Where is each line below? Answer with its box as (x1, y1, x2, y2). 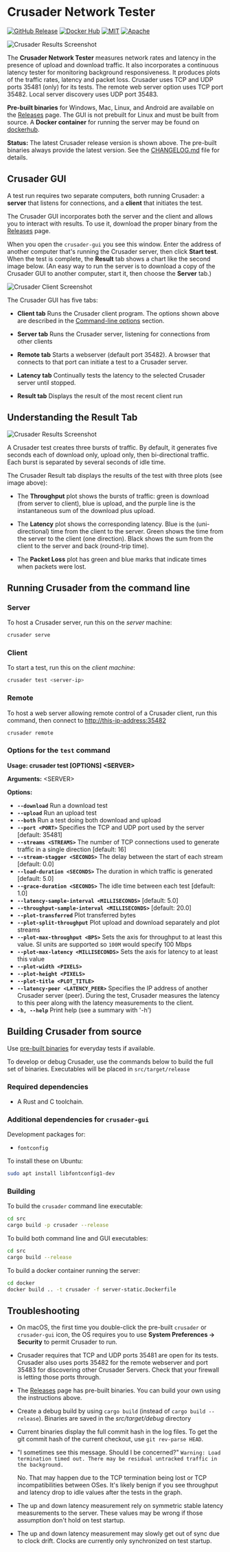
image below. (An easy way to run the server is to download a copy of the (7, 262, 216, 270)
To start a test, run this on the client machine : (7, 664, 136, 672)
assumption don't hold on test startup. (16, 1516, 126, 1524)
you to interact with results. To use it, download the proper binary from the (7, 219, 218, 228)
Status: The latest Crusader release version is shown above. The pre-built (7, 138, 218, 146)
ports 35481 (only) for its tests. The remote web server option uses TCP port (7, 83, 223, 91)
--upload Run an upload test (16, 809, 97, 817)
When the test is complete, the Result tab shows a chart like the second (7, 254, 211, 263)
